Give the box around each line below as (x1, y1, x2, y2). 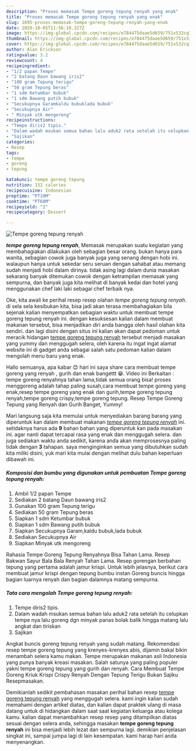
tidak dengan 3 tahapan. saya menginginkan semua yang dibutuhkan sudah (6, 444, 188, 451)
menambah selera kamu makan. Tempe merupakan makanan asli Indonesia (6, 653, 187, 660)
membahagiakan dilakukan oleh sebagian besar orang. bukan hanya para (6, 248, 182, 255)
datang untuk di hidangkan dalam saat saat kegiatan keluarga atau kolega (6, 708, 183, 715)
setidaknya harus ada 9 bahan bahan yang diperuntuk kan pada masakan (6, 425, 183, 432)
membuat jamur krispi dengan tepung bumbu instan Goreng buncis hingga (6, 570, 185, 577)
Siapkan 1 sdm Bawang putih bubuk (14, 521, 100, 528)
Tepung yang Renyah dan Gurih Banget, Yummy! (6, 401, 123, 408)
